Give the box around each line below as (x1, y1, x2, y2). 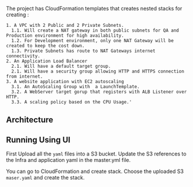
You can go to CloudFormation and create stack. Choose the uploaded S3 (6, 168, 184, 175)
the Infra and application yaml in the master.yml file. (6, 157, 131, 164)
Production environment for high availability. (6, 33, 125, 39)
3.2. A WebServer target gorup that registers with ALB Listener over (11, 89, 187, 95)
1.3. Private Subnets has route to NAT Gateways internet (11, 48, 156, 54)
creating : (6, 11, 29, 18)
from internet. (6, 74, 43, 79)
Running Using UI (6, 134, 71, 145)
